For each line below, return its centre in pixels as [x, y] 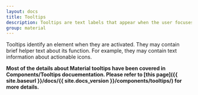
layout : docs [22, 11]
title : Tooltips [26, 17]
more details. [23, 87]
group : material [26, 28]
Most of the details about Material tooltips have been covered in [86, 69]
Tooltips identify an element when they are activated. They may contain [93, 45]
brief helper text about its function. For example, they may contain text [92, 51]
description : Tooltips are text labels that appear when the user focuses [100, 22]
